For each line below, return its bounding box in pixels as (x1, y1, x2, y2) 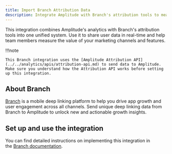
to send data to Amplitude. (101, 62, 161, 67)
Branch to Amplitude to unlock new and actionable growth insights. (5, 109, 147, 115)
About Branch (5, 84, 51, 93)
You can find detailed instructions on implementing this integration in (5, 138, 150, 144)
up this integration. (5, 70, 52, 76)
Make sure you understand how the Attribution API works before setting (5, 66, 164, 71)
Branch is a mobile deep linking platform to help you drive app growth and (5, 98, 161, 104)
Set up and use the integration (5, 124, 104, 132)
